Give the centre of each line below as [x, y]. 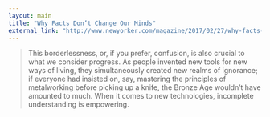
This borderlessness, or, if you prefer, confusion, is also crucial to [136, 54]
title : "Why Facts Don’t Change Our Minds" [82, 23]
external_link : [34, 30]
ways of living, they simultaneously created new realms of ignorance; [143, 71]
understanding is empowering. [79, 104]
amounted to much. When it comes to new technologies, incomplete [141, 96]
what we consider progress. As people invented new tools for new [137, 62]
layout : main [30, 16]
